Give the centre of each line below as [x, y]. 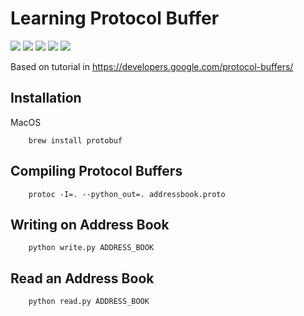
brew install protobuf [75, 140]
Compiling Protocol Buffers [96, 171]
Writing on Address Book [90, 224]
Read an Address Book [82, 278]
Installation [46, 98]
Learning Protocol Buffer [115, 18]
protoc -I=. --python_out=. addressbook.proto [127, 194]
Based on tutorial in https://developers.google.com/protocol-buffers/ [152, 66]
